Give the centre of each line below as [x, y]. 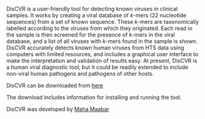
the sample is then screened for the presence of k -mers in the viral [91, 35]
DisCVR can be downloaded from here [55, 85]
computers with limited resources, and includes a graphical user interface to [102, 54]
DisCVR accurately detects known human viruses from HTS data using [95, 48]
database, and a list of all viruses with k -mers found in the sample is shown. [102, 41]
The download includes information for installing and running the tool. [94, 97]
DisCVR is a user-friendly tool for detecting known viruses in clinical [92, 9]
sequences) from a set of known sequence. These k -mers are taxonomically [102, 22]
